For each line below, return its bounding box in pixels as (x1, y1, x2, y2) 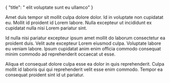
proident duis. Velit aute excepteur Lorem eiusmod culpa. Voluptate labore (5, 40, 161, 46)
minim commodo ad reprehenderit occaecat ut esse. (5, 51, 116, 57)
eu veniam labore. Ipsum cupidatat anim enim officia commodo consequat (5, 46, 161, 51)
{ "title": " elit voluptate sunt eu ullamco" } (5, 5, 93, 10)
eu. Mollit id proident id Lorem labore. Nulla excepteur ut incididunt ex (5, 20, 152, 25)
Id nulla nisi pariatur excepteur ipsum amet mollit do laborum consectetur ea (5, 35, 165, 41)
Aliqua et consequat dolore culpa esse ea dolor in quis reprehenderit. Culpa (5, 61, 164, 67)
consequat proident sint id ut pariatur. (5, 72, 85, 78)
